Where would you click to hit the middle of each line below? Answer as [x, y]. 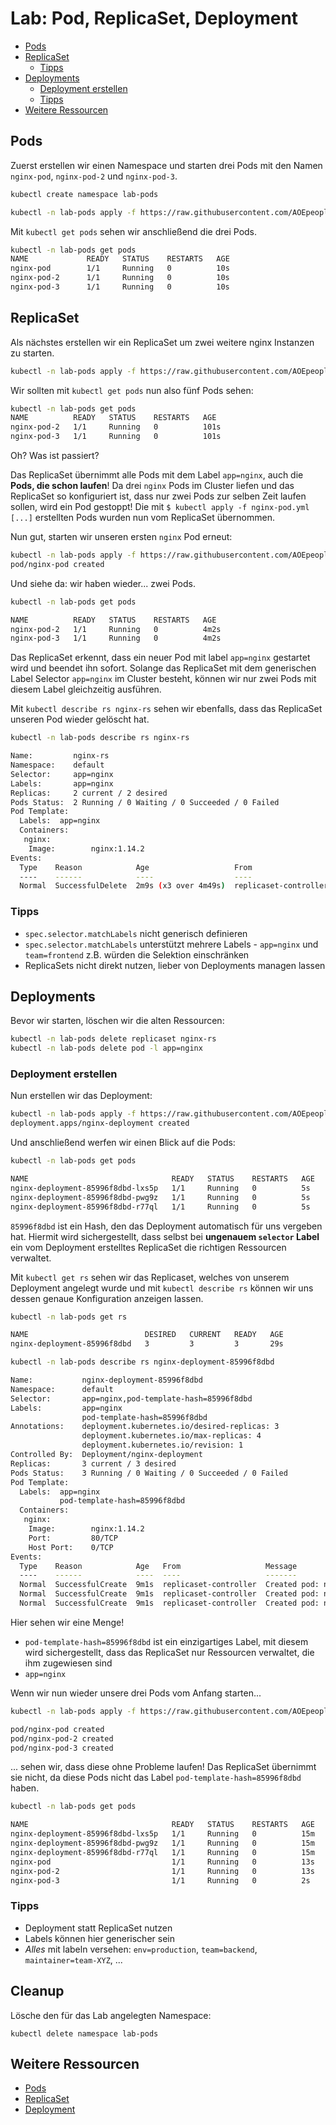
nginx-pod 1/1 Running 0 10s [120, 268]
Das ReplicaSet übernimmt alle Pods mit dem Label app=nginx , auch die [157, 475]
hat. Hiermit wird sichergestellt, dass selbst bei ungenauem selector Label [165, 1236]
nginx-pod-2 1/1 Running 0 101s [116, 427]
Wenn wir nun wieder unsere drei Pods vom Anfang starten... [136, 1693]
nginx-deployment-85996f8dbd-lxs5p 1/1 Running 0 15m [162, 1834]
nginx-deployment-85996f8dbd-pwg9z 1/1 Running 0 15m [162, 1843]
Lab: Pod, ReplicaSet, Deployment [154, 18]
